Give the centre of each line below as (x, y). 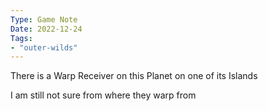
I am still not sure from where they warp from (103, 95)
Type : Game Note (44, 19)
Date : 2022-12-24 (46, 29)
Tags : (21, 38)
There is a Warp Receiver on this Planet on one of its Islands (134, 76)
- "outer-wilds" (44, 47)
